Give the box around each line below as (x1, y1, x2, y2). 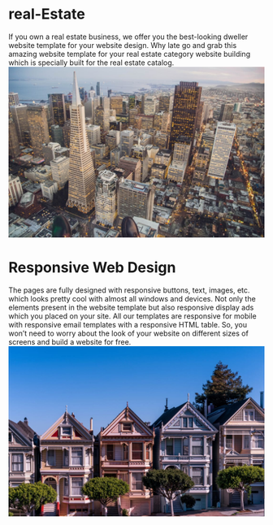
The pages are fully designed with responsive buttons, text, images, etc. (8, 285, 250, 295)
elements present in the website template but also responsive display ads (8, 302, 254, 312)
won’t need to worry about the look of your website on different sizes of (8, 328, 249, 338)
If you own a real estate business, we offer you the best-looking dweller (8, 32, 249, 41)
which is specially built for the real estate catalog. (8, 58, 175, 67)
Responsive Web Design (8, 258, 176, 276)
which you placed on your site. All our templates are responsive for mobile (8, 310, 258, 321)
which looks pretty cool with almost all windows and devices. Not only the (8, 293, 256, 303)
